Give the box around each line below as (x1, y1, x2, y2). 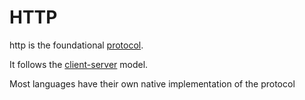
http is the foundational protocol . (9, 39, 144, 51)
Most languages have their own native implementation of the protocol (9, 77, 296, 90)
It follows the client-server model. (9, 58, 149, 70)
